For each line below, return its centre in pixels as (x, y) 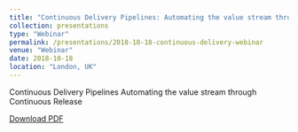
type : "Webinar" (39, 34)
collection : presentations (59, 26)
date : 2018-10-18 (41, 58)
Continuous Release (46, 101)
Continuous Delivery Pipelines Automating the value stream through (133, 92)
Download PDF (36, 118)
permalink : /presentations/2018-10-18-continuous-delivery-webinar (137, 42)
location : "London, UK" (53, 67)
